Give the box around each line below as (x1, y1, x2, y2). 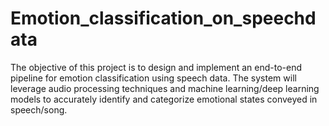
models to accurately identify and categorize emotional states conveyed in (10, 93, 318, 105)
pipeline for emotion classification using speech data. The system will (10, 72, 297, 84)
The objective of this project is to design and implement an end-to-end (10, 61, 302, 73)
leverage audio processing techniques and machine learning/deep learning (10, 82, 320, 94)
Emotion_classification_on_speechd (10, 7, 317, 30)
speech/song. (10, 103, 68, 116)
